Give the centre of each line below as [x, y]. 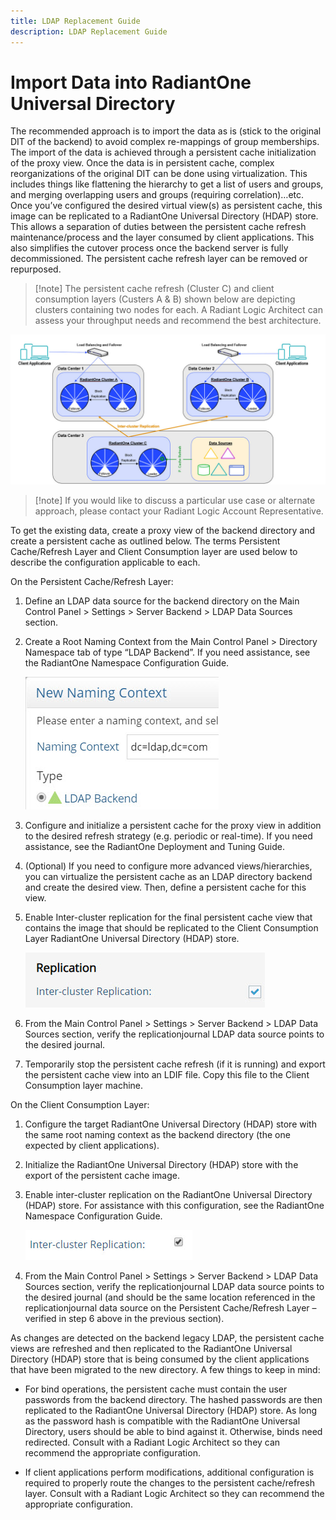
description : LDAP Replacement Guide [89, 31]
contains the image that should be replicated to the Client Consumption [171, 927]
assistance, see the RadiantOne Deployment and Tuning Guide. [154, 846]
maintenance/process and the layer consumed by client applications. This [162, 237]
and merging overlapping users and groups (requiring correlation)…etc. [157, 195]
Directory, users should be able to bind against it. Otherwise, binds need [173, 1431]
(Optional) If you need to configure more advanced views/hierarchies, [168, 866]
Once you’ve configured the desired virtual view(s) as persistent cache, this [166, 206]
